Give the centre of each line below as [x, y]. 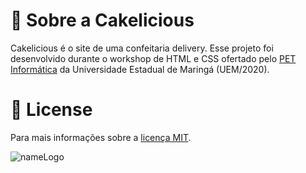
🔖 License [51, 110]
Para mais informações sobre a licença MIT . [101, 137]
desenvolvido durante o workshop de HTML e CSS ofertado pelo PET [153, 58]
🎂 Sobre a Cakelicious [102, 20]
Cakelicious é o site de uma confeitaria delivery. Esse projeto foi [142, 48]
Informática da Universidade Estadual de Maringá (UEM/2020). [140, 69]
